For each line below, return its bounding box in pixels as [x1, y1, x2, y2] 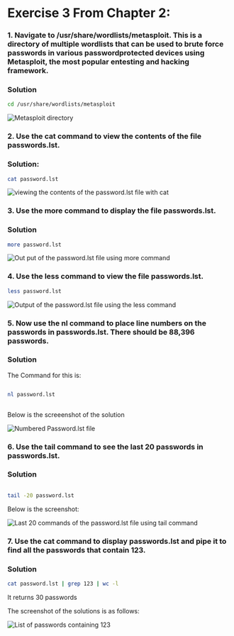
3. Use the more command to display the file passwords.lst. [7, 206, 216, 216]
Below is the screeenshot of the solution [7, 410, 126, 419]
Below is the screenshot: [7, 505, 79, 513]
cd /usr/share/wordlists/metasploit [7, 101, 116, 108]
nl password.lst [7, 391, 55, 398]
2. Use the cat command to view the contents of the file [7, 131, 202, 141]
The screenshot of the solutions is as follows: [7, 606, 140, 615]
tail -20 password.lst [7, 491, 74, 499]
